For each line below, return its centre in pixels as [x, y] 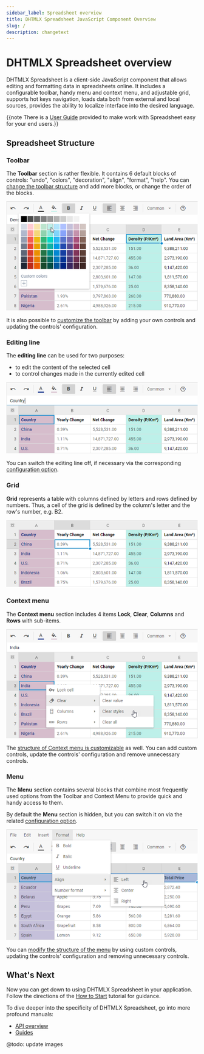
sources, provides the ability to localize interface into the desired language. [100, 106]
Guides [24, 1033]
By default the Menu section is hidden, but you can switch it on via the [94, 815]
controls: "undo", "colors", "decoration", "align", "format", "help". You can [98, 180]
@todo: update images [35, 1044]
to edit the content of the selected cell [63, 367]
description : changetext [38, 32]
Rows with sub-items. [34, 621]
